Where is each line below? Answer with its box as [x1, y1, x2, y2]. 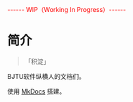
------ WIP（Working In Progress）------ [7, 6, 127, 13]
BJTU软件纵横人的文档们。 [7, 72, 86, 80]
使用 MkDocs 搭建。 [7, 87, 66, 96]
